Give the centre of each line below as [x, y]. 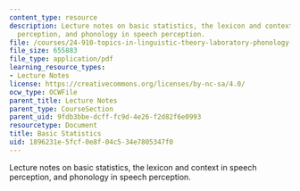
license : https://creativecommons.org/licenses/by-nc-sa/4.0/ [127, 84]
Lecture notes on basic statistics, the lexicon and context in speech [133, 167]
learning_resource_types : [57, 68]
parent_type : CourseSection [62, 109]
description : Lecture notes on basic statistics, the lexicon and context [151, 26]
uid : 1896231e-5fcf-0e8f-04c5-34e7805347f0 [92, 142]
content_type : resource [54, 17]
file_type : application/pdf [62, 59]
